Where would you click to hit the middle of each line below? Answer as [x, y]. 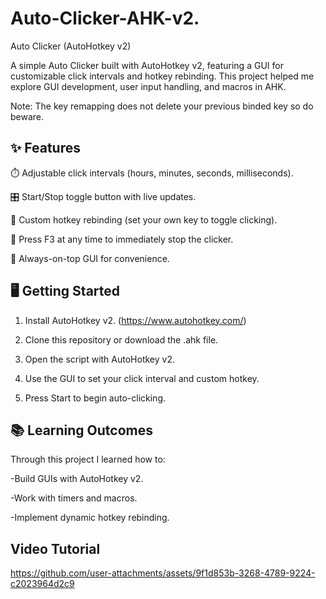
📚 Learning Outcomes [82, 430]
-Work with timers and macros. [74, 498]
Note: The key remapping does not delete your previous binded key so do [162, 106]
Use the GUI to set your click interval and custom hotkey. [142, 378]
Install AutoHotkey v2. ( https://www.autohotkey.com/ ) [135, 320]
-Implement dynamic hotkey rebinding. [90, 518]
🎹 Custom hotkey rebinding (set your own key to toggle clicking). [144, 219]
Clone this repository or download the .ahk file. [121, 339]
